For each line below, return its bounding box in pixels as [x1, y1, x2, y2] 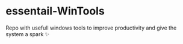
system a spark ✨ [5, 30, 49, 37]
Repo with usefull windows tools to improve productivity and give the [5, 24, 177, 31]
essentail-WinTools [5, 4, 105, 18]
